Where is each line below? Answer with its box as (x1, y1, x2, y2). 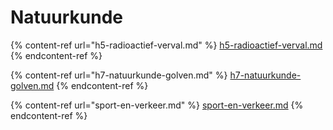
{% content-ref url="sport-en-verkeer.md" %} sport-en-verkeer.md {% (10, 99, 304, 111)
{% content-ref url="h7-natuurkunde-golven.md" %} (10, 69, 228, 81)
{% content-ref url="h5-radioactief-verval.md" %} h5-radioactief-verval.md (10, 39, 323, 51)
